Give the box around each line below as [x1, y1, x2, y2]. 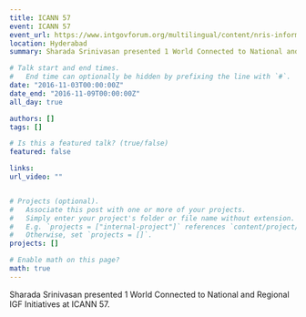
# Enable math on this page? [9, 256, 120, 265]
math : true [9, 264, 51, 273]
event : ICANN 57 [9, 22, 71, 31]
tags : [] [9, 122, 43, 132]
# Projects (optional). [9, 197, 100, 206]
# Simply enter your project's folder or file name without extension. [9, 213, 296, 223]
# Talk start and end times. [9, 64, 120, 73]
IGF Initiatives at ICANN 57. [9, 298, 111, 310]
